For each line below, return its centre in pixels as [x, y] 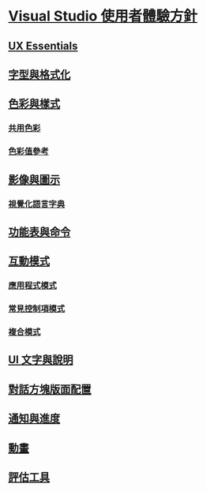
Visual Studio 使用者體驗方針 [103, 16]
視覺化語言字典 [37, 204]
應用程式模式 [33, 286]
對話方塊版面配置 [50, 389]
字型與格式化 [39, 75]
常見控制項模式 [37, 309]
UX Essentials [43, 45]
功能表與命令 [39, 232]
